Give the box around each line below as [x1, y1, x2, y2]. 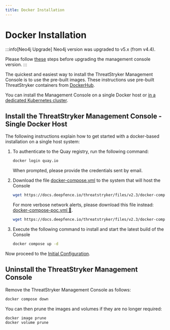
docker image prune [5, 315, 47, 320]
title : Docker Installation [5, 7, 65, 13]
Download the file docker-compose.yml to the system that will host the [12, 177, 161, 183]
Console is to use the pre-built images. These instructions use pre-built [5, 77, 155, 83]
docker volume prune [5, 320, 49, 325]
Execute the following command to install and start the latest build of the [12, 226, 164, 232]
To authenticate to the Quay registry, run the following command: [12, 148, 149, 155]
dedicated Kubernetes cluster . [5, 97, 69, 103]
